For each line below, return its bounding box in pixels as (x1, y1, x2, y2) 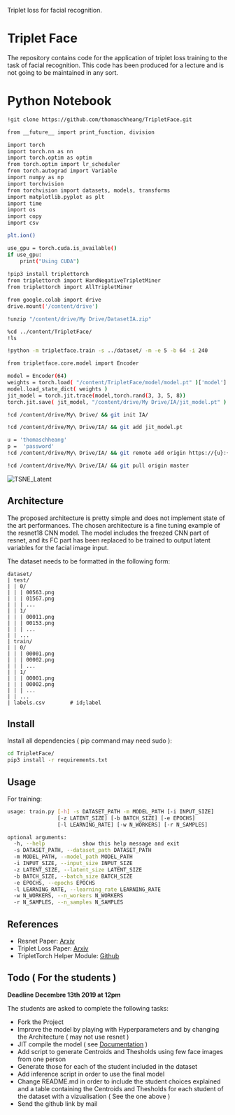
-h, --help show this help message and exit (13, 840, 180, 848)
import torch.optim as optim (7, 154, 92, 162)
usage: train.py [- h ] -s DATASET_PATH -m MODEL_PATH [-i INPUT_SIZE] (7, 808, 215, 815)
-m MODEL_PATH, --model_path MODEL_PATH (13, 853, 133, 860)
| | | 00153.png (7, 619, 55, 626)
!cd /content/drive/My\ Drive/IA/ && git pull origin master (7, 462, 190, 469)
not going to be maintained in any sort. (7, 68, 119, 76)
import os (7, 206, 36, 213)
